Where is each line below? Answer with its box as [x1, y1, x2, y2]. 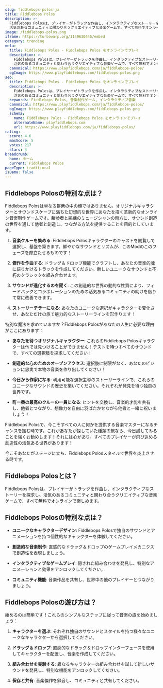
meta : [5, 43, 16, 48]
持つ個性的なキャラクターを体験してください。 [42, 533, 135, 539]
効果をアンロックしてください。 [42, 566, 106, 572]
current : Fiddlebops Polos [9, 161, 64, 166]
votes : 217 [9, 143, 32, 148]
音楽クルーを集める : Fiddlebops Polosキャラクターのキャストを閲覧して [12, 237, 155, 243]
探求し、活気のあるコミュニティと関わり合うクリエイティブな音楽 [26, 492, 158, 497]
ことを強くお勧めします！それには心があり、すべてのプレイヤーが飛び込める [5, 434, 158, 440]
